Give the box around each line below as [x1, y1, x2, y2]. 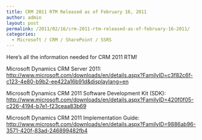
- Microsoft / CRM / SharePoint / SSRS [11, 37, 112, 43]
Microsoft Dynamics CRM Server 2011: [6, 65, 101, 72]
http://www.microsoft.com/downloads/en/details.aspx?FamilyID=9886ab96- [6, 121, 196, 127]
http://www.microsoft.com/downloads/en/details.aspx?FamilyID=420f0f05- [6, 96, 194, 103]
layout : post [6, 20, 39, 26]
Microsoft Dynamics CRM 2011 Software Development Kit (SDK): [6, 90, 166, 97]
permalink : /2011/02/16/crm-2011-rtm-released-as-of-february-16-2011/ [6, 25, 190, 32]
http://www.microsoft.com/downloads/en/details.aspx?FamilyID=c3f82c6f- [6, 72, 193, 78]
